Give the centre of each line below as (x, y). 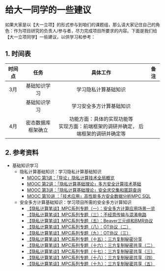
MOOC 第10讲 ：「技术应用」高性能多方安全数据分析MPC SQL (89, 196)
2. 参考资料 (22, 153)
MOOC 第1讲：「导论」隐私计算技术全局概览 (71, 178)
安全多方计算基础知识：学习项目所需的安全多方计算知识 (75, 202)
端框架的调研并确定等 (101, 134)
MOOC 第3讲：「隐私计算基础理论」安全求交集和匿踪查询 (84, 190)
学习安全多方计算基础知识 (101, 106)
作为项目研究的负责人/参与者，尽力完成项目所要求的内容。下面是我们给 (85, 30)
